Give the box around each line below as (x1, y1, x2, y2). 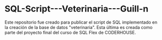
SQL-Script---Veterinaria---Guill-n (4, 3, 149, 14)
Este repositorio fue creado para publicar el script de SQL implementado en (4, 19, 158, 25)
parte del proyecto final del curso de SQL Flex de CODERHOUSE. (4, 29, 136, 35)
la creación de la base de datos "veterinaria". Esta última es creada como (4, 24, 153, 30)
